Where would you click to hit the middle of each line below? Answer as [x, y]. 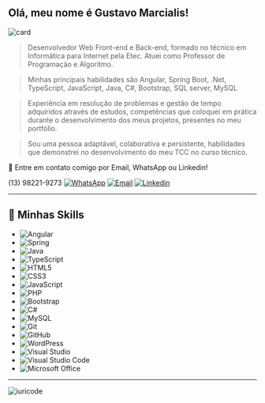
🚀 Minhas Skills [46, 215]
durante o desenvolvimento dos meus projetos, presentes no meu [134, 120]
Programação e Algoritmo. [70, 64]
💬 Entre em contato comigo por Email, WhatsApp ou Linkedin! [108, 167]
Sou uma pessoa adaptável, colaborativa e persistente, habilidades [136, 143]
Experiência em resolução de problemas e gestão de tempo [125, 103]
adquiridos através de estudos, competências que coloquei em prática [142, 111]
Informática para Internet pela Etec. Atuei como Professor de [126, 55]
